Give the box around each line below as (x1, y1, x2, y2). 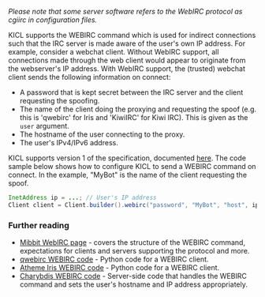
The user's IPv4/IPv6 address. (19, 138, 118, 147)
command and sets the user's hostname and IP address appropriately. (19, 280, 248, 289)
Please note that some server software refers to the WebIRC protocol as (8, 7, 243, 16)
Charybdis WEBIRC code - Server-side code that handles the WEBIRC (19, 272, 247, 281)
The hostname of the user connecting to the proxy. (19, 130, 185, 139)
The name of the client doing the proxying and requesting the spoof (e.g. (19, 104, 257, 114)
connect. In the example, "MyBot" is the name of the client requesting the (8, 170, 247, 179)
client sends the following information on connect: (8, 73, 171, 81)
